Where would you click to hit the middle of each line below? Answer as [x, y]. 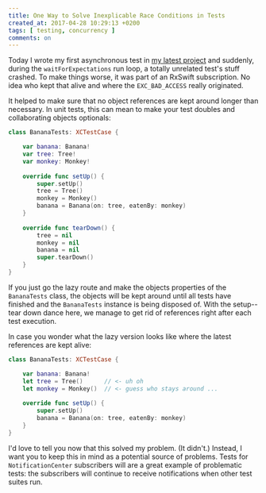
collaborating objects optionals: [60, 118]
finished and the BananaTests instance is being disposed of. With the [120, 304]
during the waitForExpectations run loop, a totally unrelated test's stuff [124, 69]
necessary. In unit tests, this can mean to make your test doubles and [122, 110]
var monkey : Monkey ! [56, 161]
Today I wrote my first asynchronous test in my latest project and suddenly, [131, 60]
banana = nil [58, 250]
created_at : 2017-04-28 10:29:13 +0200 [74, 23]
